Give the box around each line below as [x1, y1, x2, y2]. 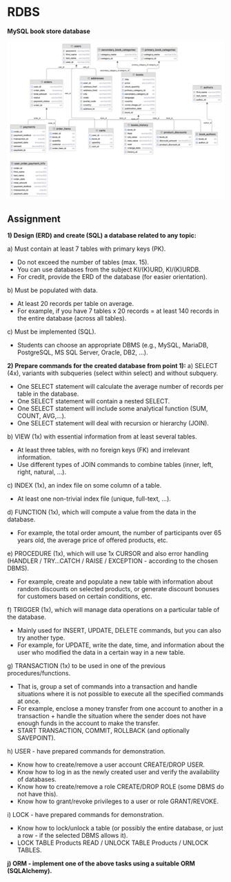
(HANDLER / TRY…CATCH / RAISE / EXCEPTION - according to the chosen [7, 557, 219, 565]
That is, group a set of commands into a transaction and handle [17, 682, 198, 691]
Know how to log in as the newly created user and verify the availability [17, 767, 220, 776]
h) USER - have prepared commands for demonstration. [7, 747, 165, 755]
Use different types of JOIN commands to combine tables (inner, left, [17, 460, 214, 468]
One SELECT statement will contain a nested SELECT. [17, 396, 170, 405]
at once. [17, 697, 41, 705]
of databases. [17, 775, 57, 783]
